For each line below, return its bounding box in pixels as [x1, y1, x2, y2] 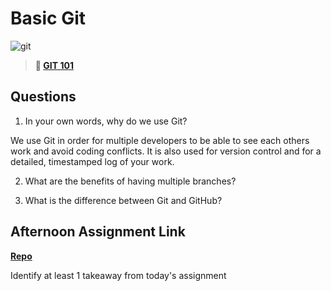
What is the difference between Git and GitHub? [24, 194, 223, 206]
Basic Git [10, 7, 87, 30]
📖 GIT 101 [34, 59, 74, 71]
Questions [10, 88, 77, 106]
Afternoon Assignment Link [10, 223, 186, 241]
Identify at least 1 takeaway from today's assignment [10, 269, 227, 281]
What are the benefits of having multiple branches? [24, 175, 237, 187]
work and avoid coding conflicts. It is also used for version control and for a [10, 145, 322, 157]
